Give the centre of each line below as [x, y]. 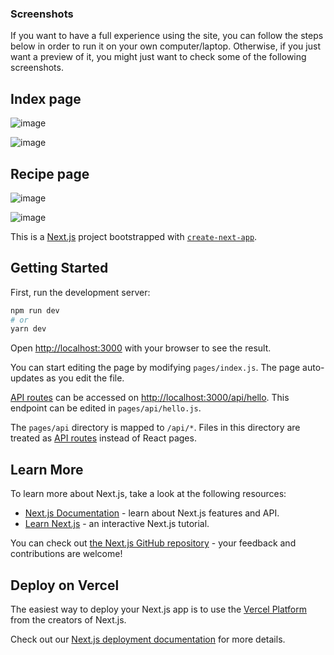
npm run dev [35, 310]
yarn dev [28, 329]
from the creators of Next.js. [68, 619]
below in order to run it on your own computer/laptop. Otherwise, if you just [165, 46]
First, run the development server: [80, 292]
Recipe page [50, 173]
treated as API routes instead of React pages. [103, 438]
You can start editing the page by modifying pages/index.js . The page [155, 368]
